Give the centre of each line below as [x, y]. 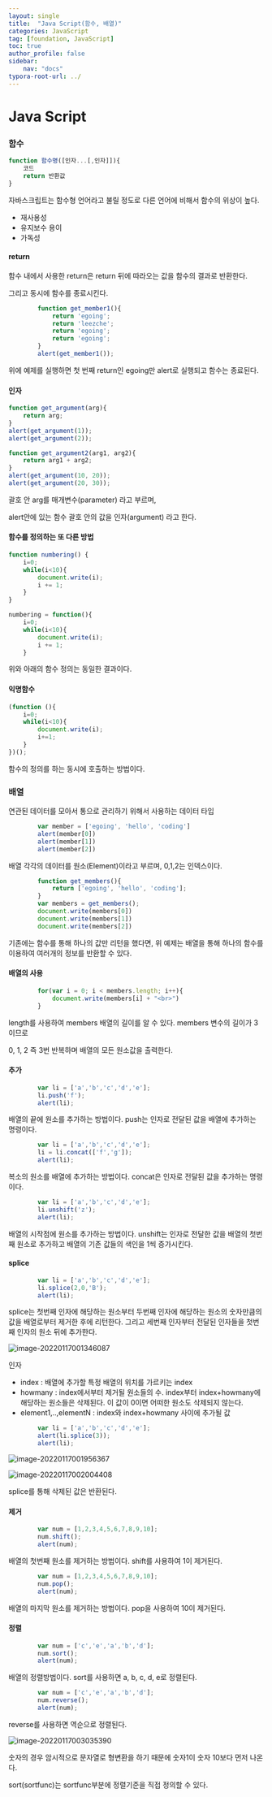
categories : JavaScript [49, 31]
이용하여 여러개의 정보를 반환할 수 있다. [70, 953]
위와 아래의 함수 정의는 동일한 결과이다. [70, 669]
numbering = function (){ [50, 615]
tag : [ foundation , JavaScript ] [61, 39]
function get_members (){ [80, 881]
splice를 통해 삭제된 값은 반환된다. [63, 1492]
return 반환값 [44, 175]
